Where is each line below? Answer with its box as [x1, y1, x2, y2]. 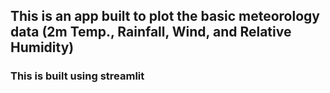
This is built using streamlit [10, 69, 145, 83]
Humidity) [10, 39, 75, 56]
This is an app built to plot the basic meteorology [10, 8, 320, 25]
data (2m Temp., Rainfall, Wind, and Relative [10, 24, 292, 41]
